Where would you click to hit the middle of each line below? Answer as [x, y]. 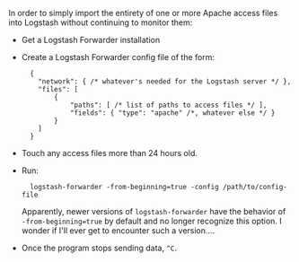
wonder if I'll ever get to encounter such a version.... [118, 231]
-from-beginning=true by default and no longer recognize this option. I [151, 221]
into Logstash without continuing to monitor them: [101, 22]
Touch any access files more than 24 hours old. [110, 153]
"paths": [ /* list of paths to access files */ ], [168, 105]
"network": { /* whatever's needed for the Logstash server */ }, [165, 82]
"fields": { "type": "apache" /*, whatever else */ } [172, 113]
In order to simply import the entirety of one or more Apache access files [143, 13]
